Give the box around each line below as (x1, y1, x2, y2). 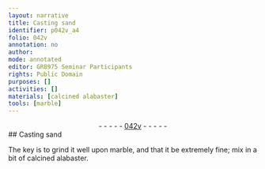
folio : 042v (8, 33, 47, 42)
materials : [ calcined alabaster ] (8, 92, 119, 100)
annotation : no (8, 41, 59, 49)
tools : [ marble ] (8, 100, 62, 107)
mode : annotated (8, 56, 62, 64)
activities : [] (8, 84, 59, 93)
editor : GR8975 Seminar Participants (8, 63, 133, 71)
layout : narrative (8, 11, 69, 20)
